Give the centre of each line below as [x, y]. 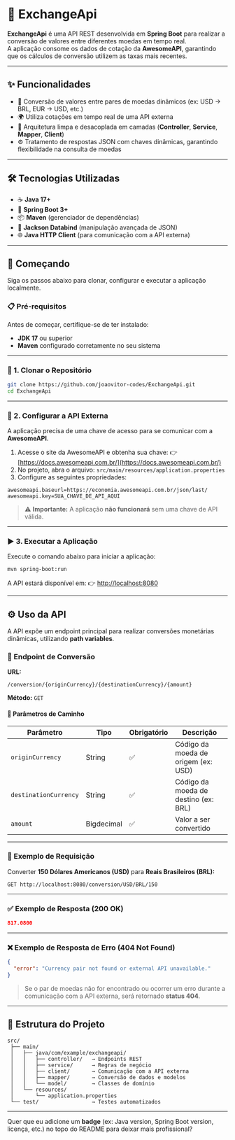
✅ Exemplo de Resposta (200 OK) [65, 908]
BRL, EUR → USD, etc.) [50, 108]
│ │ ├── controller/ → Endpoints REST [76, 1059]
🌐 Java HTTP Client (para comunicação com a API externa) [104, 234]
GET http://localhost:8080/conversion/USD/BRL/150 [83, 885]
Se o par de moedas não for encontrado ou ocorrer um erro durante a [125, 988]
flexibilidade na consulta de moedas [69, 149]
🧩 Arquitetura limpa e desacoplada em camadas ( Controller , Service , [117, 127]
